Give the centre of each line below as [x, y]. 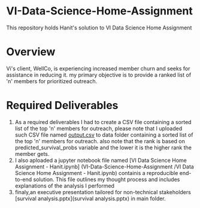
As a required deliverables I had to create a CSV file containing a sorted [103, 122]
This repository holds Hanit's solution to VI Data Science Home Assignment [99, 28]
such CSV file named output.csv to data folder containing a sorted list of [104, 135]
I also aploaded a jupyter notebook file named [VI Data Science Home [101, 160]
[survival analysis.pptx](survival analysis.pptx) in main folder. [90, 198]
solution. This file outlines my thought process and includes [107, 179]
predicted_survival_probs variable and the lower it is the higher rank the [103, 147]
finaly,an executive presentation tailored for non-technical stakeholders [103, 192]
